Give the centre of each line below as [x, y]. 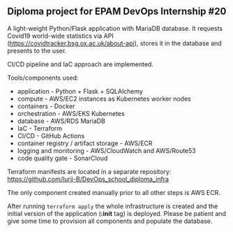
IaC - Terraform [40, 128]
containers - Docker [46, 106]
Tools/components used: [43, 78]
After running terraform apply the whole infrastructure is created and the [113, 206]
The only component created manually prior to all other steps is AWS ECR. [114, 192]
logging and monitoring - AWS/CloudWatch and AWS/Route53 [107, 150]
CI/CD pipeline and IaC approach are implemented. [80, 64]
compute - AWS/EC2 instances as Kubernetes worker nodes [104, 99]
